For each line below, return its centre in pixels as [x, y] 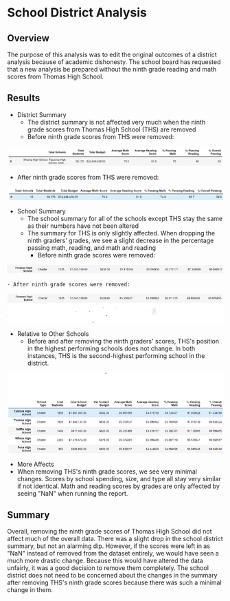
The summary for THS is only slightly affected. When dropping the [121, 233]
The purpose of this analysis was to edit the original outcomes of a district [112, 54]
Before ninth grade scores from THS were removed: [101, 136]
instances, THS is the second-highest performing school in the [116, 355]
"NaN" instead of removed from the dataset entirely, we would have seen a [113, 553]
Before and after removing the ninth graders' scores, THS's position [123, 341]
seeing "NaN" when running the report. [72, 493]
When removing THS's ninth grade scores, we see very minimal [107, 471]
